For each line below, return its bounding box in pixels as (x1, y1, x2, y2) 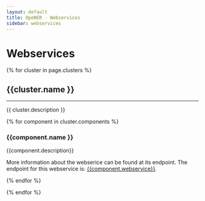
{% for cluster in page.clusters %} (6, 66, 92, 74)
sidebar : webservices (6, 20, 62, 26)
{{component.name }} (6, 133, 74, 142)
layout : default (6, 9, 48, 15)
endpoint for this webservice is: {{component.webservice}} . (6, 165, 157, 172)
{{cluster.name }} (6, 84, 75, 94)
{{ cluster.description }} (6, 106, 65, 113)
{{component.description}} (6, 147, 74, 154)
